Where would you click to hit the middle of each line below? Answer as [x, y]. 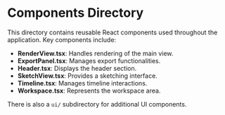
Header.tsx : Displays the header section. [77, 68]
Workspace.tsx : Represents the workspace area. [89, 90]
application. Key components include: [62, 39]
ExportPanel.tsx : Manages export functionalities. [89, 60]
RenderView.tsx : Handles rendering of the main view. [95, 53]
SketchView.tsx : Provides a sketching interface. [88, 76]
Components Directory [76, 13]
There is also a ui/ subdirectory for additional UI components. [97, 104]
